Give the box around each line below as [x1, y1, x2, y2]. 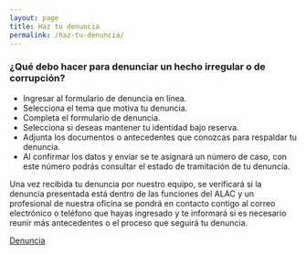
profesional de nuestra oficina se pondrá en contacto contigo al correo [9, 197, 276, 208]
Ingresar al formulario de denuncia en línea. [22, 92, 187, 103]
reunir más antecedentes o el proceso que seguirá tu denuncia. [9, 217, 248, 228]
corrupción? [9, 72, 66, 85]
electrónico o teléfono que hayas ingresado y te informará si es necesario [9, 207, 287, 218]
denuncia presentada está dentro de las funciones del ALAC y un [9, 188, 255, 199]
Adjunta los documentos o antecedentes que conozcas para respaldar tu [22, 132, 298, 143]
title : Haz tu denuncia [9, 22, 100, 31]
